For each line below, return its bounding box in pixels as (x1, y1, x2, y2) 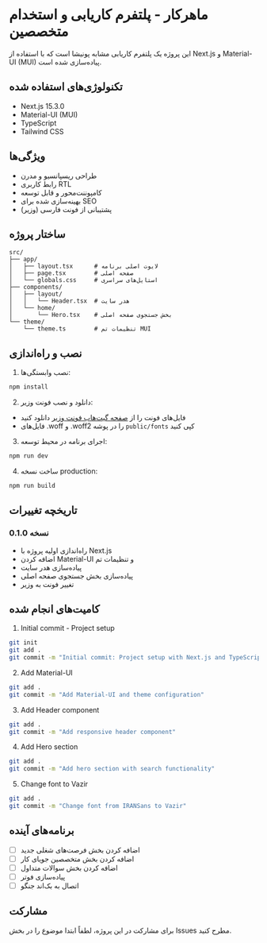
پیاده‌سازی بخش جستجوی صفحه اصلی (20, 570, 134, 581)
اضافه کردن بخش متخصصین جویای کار (20, 854, 135, 864)
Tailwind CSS (20, 126, 64, 136)
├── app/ (9, 256, 38, 264)
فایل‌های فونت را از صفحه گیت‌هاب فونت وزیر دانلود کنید (20, 413, 186, 423)
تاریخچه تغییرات (9, 504, 78, 517)
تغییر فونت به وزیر (20, 579, 74, 589)
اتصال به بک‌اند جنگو (20, 881, 79, 891)
